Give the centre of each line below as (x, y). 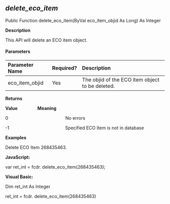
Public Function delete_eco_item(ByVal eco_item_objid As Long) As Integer (83, 20)
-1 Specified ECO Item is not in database (75, 128)
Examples (16, 138)
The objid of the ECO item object (120, 80)
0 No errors (45, 118)
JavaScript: (18, 157)
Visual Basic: (19, 177)
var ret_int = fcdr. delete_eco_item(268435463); (55, 167)
